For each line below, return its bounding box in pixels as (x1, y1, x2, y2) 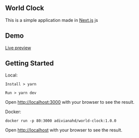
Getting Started (5, 59, 54, 68)
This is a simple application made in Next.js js (5, 17, 98, 23)
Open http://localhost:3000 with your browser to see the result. (5, 99, 135, 105)
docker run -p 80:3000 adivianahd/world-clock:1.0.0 (5, 119, 117, 124)
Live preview (5, 45, 31, 51)
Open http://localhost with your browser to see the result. (5, 127, 123, 133)
